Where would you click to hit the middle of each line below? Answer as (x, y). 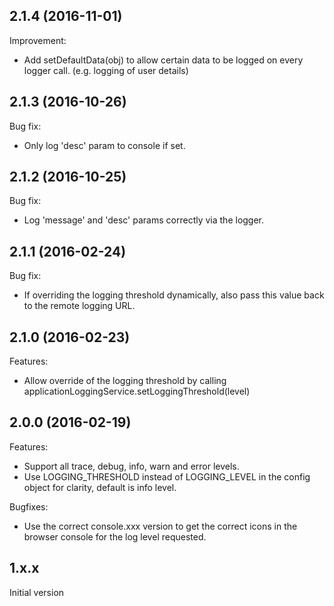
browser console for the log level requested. (115, 536)
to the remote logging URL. (79, 306)
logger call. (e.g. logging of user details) (106, 70)
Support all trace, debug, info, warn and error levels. (131, 466)
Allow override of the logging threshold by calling (125, 381)
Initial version (37, 592)
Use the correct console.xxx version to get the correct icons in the (160, 526)
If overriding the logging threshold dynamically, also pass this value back (174, 295)
